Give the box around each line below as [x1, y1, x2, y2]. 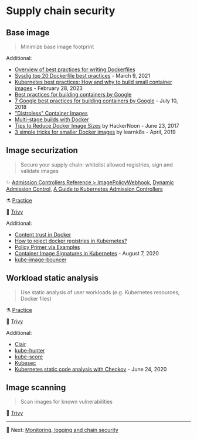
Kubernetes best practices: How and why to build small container [14, 78, 172, 85]
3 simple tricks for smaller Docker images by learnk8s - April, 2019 [14, 128, 176, 135]
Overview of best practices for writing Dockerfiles [14, 66, 136, 73]
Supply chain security [6, 4, 116, 18]
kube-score [14, 353, 43, 360]
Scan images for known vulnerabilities [20, 398, 113, 405]
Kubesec [14, 359, 36, 366]
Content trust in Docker [14, 231, 72, 238]
